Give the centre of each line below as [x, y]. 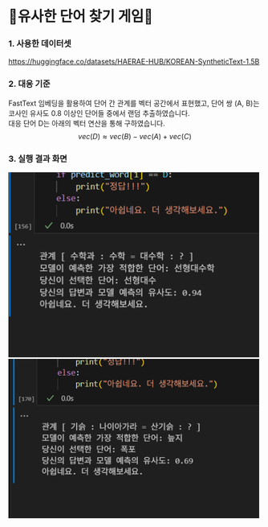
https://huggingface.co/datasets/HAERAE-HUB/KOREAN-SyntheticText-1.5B [134, 62]
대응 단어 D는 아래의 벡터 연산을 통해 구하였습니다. [87, 123]
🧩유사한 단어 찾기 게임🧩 [81, 16]
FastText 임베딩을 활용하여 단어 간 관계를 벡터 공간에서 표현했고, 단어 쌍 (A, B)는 [134, 103]
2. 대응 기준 [29, 84]
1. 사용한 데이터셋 [40, 43]
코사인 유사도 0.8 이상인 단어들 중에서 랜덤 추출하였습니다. [99, 113]
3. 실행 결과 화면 [38, 159]
